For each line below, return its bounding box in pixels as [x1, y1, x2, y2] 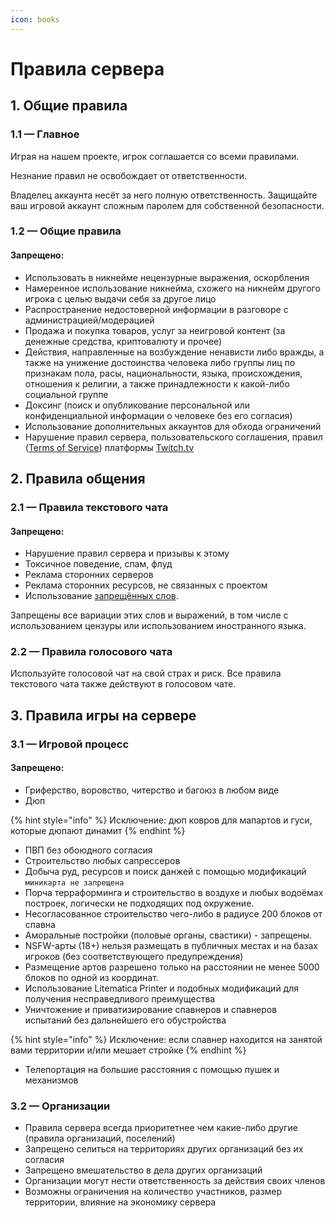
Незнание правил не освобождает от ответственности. [10, 169, 248, 181]
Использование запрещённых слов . [24, 590, 179, 602]
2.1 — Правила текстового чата [10, 500, 169, 514]
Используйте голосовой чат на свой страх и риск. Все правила [10, 667, 282, 680]
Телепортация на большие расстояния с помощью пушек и [24, 1063, 280, 1075]
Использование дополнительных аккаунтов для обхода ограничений [24, 420, 322, 432]
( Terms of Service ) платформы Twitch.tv [24, 441, 195, 453]
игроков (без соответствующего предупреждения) [24, 950, 244, 962]
